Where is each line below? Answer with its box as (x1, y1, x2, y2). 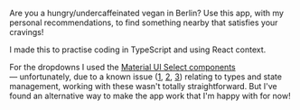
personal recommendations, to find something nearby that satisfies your (9, 17, 278, 28)
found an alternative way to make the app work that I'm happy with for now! (9, 90, 291, 101)
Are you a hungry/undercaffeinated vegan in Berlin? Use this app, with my (9, 8, 285, 18)
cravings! (9, 27, 44, 37)
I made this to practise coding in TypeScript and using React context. (9, 44, 267, 55)
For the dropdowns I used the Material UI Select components (9, 62, 237, 72)
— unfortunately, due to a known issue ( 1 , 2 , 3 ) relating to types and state (9, 71, 283, 82)
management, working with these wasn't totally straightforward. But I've (9, 81, 277, 91)
